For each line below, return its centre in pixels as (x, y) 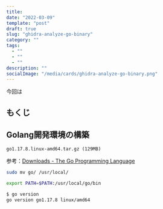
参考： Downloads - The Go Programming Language (71, 161)
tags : (13, 46)
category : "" (23, 40)
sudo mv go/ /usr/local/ (37, 173)
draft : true (21, 29)
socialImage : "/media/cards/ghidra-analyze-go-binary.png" (82, 74)
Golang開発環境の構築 (48, 135)
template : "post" (28, 23)
